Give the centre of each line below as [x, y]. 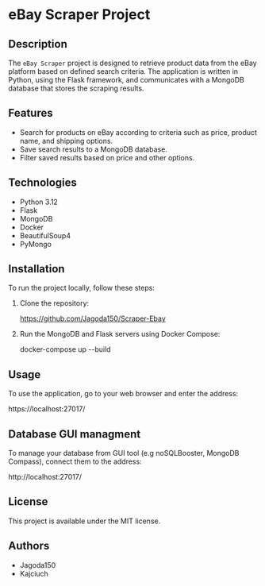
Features [31, 113]
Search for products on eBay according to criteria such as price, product [138, 132]
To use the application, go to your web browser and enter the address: [123, 394]
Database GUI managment [75, 434]
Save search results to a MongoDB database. [94, 149]
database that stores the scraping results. [76, 88]
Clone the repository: [54, 303]
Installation [36, 269]
